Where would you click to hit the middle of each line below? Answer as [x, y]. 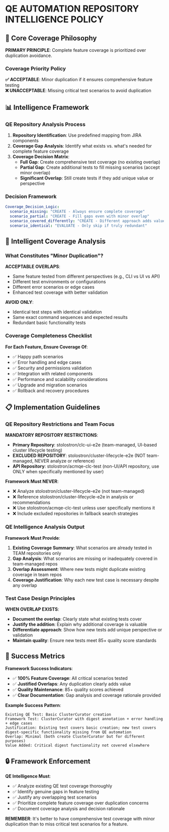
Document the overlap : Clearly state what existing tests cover [77, 619]
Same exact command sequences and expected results [70, 317]
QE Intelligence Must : [28, 776]
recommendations [31, 502]
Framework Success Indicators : [39, 668]
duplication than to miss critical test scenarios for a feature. [67, 824]
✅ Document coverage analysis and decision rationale [69, 808]
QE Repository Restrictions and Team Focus [60, 424]
